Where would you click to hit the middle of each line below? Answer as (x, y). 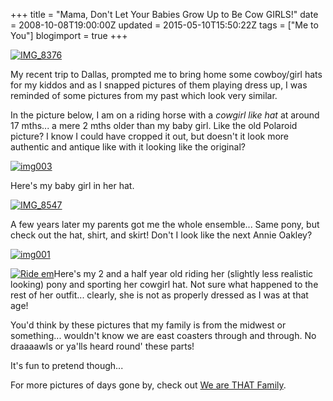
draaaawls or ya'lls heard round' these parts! (102, 346)
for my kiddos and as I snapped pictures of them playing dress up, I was (159, 85)
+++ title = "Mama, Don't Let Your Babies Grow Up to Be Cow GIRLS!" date (164, 14)
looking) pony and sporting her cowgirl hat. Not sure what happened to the (164, 284)
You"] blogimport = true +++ (69, 35)
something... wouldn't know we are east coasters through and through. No (163, 335)
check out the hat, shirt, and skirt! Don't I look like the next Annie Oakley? (161, 235)
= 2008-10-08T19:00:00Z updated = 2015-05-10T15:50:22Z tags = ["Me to (164, 25)
